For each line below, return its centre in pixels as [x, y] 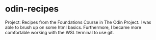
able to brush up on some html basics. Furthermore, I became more [73, 27]
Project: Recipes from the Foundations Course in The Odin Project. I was [78, 22]
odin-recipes [32, 9]
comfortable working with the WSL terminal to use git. [60, 32]
